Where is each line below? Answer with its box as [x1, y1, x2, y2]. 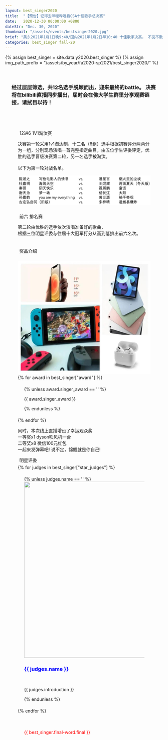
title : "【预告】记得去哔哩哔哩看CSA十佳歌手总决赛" [5, 13, 106, 19]
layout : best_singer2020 [5, 8, 57, 13]
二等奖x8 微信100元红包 [18, 440, 67, 446]
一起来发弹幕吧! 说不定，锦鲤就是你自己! [18, 446, 101, 452]
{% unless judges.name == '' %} [24, 476, 91, 482]
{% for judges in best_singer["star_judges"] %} [18, 464, 115, 470]
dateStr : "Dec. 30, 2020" [5, 24, 59, 29]
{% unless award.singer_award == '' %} [24, 386, 106, 392]
